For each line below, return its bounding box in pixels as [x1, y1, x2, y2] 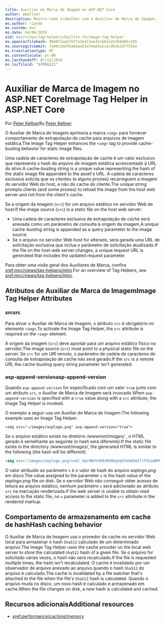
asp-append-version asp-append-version [5, 373, 107, 380]
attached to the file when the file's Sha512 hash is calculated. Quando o [5, 575, 149, 581]
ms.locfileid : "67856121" [5, 62, 58, 67]
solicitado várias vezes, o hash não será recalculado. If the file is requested [5, 554, 156, 561]
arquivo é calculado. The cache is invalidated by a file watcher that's [5, 570, 142, 576]
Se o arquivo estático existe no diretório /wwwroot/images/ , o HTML [5, 433, 145, 439]
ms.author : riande [5, 21, 43, 26]
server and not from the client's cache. [5, 192, 84, 198]
